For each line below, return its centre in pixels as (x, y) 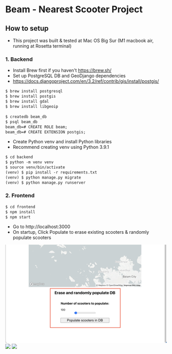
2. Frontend (20, 195)
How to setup (27, 28)
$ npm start (18, 217)
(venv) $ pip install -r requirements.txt (51, 172)
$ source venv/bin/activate (35, 167)
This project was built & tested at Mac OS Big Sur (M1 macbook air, (83, 40)
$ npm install (20, 212)
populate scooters (32, 237)
